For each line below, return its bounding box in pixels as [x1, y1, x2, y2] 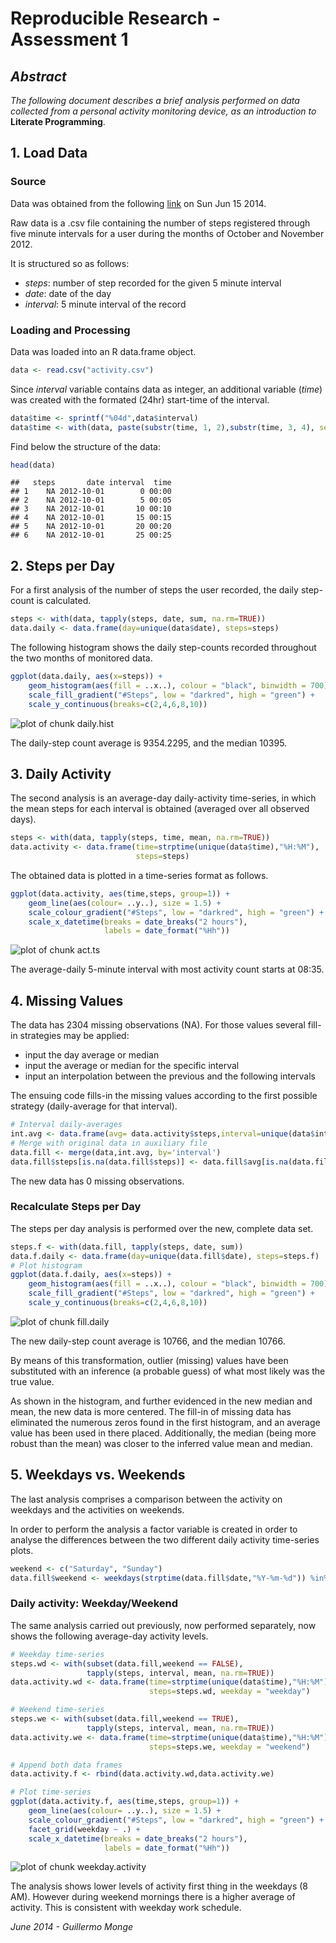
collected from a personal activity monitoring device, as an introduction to [10, 105, 317, 117]
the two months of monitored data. [10, 652, 153, 664]
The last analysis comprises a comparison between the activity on [10, 1493, 283, 1505]
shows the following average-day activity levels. [10, 1630, 209, 1642]
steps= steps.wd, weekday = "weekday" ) [148, 1687, 311, 1697]
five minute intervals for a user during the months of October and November [10, 227, 325, 239]
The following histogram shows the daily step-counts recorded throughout [10, 642, 317, 654]
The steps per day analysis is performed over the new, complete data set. [10, 1222, 314, 1234]
